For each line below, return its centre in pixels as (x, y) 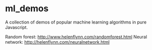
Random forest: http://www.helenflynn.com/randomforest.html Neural (76, 37)
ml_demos (27, 9)
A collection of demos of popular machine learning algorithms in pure (76, 22)
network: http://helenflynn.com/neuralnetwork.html (57, 42)
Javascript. (17, 27)
